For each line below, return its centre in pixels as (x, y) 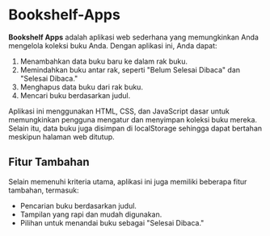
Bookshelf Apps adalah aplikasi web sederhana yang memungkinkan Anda (133, 37)
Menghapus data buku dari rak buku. (82, 87)
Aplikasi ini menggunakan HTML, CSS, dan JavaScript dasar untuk (119, 111)
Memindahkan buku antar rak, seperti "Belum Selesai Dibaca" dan (130, 69)
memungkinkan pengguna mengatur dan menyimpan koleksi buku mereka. (133, 119)
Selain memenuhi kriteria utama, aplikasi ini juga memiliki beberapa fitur (128, 181)
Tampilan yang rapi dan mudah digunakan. (91, 214)
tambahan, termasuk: (44, 190)
